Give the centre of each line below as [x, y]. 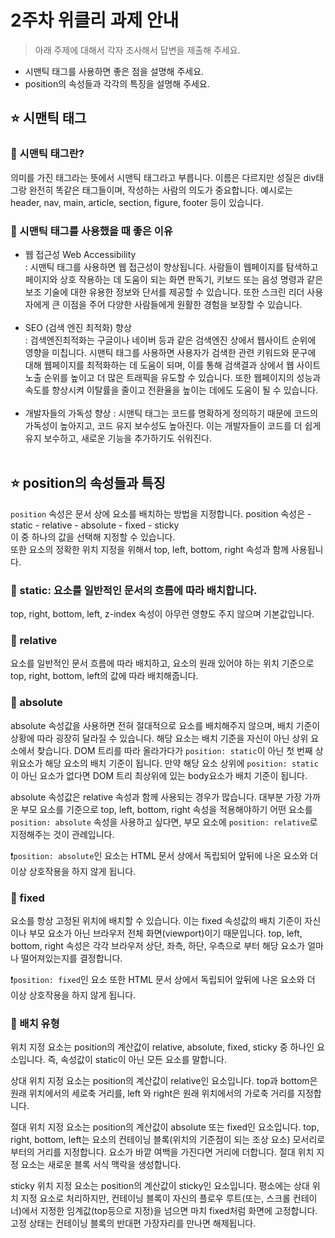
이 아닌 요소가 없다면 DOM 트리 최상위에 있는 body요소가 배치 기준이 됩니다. [159, 775]
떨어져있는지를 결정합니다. [71, 958]
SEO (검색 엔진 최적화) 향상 [78, 327]
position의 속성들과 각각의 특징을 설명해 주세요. [117, 83]
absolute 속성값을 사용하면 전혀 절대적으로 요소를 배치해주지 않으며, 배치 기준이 [165, 725]
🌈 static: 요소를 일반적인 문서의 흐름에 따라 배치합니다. [134, 590]
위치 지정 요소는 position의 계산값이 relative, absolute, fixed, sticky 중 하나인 [162, 1047]
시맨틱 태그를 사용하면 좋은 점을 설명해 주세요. [114, 71]
